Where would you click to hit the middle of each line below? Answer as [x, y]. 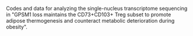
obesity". [17, 27]
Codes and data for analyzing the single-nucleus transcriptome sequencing [97, 8]
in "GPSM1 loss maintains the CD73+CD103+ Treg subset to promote [89, 15]
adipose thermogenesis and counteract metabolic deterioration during [90, 21]
